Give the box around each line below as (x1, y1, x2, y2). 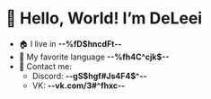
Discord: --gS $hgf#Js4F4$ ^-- (31, 70, 147, 81)
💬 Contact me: (18, 60, 73, 71)
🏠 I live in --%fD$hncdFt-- (18, 38, 122, 49)
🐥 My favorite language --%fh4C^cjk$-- (18, 51, 170, 62)
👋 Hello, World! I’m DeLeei (5, 8, 203, 29)
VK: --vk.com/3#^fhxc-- (31, 80, 126, 91)
